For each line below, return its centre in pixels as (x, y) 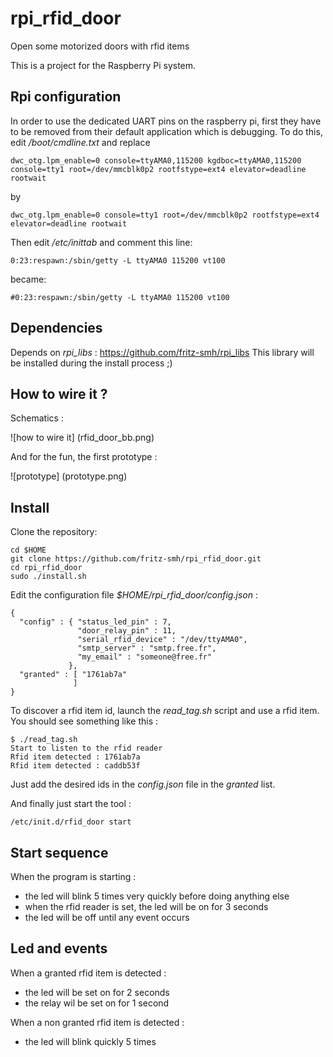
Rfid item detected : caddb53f (75, 766)
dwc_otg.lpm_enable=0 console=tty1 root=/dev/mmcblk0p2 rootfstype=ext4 (165, 215)
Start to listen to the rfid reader (86, 748)
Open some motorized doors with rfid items (100, 46)
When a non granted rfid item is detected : (97, 1022)
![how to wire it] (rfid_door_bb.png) (82, 438)
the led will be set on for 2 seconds (97, 992)
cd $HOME (28, 550)
